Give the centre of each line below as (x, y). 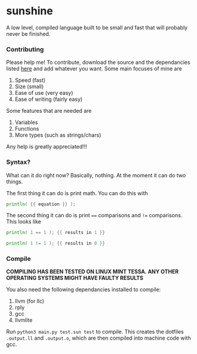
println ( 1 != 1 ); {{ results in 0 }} (56, 244)
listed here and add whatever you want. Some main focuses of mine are (94, 69)
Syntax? (18, 162)
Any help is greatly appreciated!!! (47, 147)
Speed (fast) (30, 80)
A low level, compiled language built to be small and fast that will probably (97, 27)
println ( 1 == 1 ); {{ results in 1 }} (56, 233)
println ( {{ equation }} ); (41, 204)
